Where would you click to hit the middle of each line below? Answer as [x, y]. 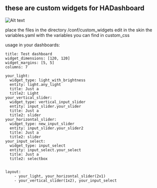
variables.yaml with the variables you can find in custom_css [67, 35]
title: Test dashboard [29, 54]
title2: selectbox [29, 159]
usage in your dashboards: [33, 45]
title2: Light [24, 93]
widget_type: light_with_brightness [48, 80]
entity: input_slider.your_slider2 [47, 128]
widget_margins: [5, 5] [30, 63]
